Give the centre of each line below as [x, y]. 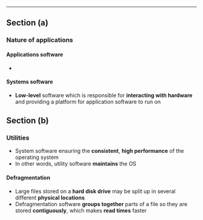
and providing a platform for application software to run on [88, 102]
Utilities [18, 138]
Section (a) [27, 23]
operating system [37, 157]
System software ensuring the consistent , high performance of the [99, 151]
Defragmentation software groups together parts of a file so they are [101, 204]
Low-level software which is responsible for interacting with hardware [104, 95]
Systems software [30, 82]
